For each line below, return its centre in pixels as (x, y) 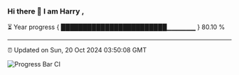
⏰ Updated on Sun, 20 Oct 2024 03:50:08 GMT (77, 50)
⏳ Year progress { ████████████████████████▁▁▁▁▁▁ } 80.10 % (116, 27)
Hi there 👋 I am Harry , (46, 11)
